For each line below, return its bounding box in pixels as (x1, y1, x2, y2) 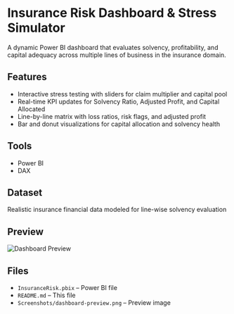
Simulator (7, 20, 65, 36)
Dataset (7, 187, 43, 199)
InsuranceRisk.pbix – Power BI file (17, 284, 118, 291)
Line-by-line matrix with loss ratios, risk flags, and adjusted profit (17, 112, 206, 120)
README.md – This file (17, 291, 76, 299)
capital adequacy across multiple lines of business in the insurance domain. (7, 51, 226, 59)
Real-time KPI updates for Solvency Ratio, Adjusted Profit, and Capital (17, 97, 220, 106)
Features (7, 71, 47, 83)
